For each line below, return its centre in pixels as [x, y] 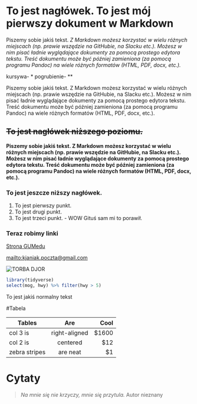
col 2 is [19, 342]
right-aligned [70, 333]
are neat [70, 352]
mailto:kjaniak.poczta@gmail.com [47, 258]
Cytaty [23, 378]
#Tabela [16, 308]
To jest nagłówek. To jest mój [78, 11]
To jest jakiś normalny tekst [39, 297]
